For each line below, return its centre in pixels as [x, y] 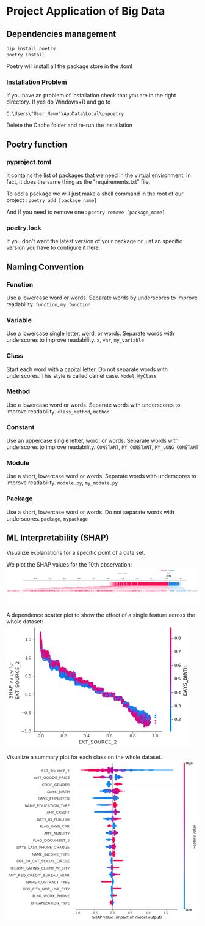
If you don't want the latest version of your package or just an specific [95, 241]
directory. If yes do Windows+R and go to [59, 102]
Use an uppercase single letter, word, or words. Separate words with [92, 441]
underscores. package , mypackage [47, 518]
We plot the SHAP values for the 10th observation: [69, 564]
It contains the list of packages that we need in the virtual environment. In [99, 175]
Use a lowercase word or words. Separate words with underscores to [93, 405]
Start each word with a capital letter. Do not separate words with [87, 369]
